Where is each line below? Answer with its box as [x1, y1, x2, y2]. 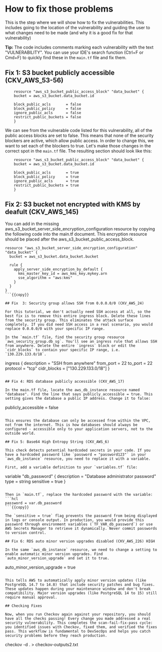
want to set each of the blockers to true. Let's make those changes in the [5, 143, 151, 148]
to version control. [5, 530, 47, 535]
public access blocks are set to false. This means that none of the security [5, 132, 154, 138]
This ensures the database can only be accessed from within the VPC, [5, 418, 151, 423]
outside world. [5, 431, 36, 436]
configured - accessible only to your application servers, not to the [5, 426, 153, 431]
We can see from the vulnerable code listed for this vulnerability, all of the [5, 127, 153, 133]
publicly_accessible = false [5, 404, 59, 410]
